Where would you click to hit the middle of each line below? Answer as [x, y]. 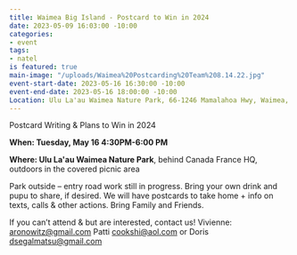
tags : [19, 51]
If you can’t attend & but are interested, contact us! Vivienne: [121, 222]
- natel [24, 59]
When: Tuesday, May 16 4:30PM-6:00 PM [89, 142]
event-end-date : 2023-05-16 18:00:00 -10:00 [93, 92]
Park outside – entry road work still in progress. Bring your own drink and [144, 187]
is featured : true [43, 68]
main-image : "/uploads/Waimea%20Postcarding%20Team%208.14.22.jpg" [137, 76]
